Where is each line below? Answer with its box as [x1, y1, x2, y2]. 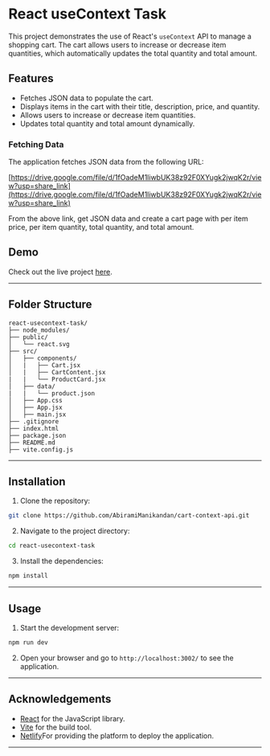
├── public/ [8, 333, 48, 341]
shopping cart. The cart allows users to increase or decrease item [8, 39, 227, 49]
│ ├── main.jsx [8, 411, 67, 419]
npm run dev [8, 638, 48, 647]
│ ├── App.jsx [8, 403, 63, 411]
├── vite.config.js [8, 445, 74, 454]
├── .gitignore [8, 417, 59, 426]
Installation [8, 475, 66, 488]
